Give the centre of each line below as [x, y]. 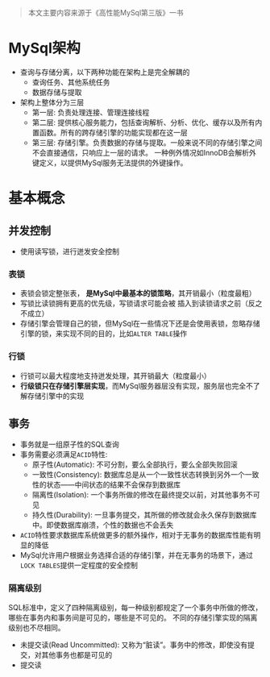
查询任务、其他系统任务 [71, 82]
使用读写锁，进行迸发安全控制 [69, 251]
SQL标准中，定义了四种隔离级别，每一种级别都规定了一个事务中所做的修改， [135, 607]
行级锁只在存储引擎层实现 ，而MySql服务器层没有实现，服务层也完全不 [137, 385]
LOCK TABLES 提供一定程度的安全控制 [79, 565]
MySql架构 [44, 48]
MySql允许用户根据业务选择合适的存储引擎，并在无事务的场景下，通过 [137, 555]
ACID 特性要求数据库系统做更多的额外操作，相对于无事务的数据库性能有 [137, 535]
